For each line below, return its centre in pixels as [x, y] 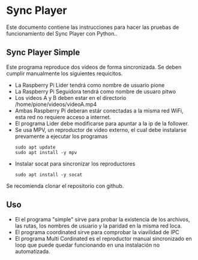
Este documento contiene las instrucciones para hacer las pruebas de [93, 27]
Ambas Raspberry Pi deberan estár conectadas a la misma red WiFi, [99, 110]
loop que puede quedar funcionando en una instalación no [87, 245]
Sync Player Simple [43, 53]
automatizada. [32, 251]
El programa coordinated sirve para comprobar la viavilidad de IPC [97, 232]
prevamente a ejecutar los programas [61, 136]
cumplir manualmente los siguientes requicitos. [64, 73]
